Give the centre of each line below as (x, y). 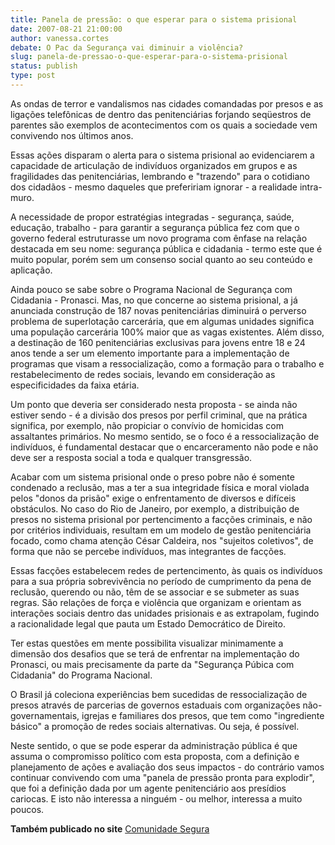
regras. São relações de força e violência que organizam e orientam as (156, 602)
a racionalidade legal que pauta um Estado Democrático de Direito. (148, 623)
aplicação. (31, 270)
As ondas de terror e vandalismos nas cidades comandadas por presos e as (167, 103)
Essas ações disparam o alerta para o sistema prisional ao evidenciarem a (162, 155)
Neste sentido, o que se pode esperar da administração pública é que (154, 745)
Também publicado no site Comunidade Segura (110, 828)
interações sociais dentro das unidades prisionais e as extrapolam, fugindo (165, 613)
